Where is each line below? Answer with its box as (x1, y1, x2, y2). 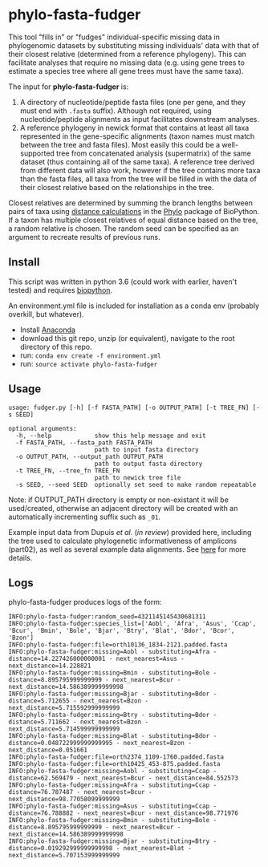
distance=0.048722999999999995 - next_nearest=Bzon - (8, 739, 193, 747)
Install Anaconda (19, 325, 76, 334)
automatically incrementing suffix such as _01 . (8, 512, 161, 521)
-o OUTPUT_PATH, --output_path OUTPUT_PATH (15, 452, 163, 460)
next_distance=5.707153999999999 (8, 852, 120, 860)
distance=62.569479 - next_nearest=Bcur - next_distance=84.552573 (8, 774, 239, 783)
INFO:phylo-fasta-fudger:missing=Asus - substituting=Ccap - (8, 802, 217, 811)
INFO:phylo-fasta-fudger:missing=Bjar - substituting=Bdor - (8, 690, 217, 699)
